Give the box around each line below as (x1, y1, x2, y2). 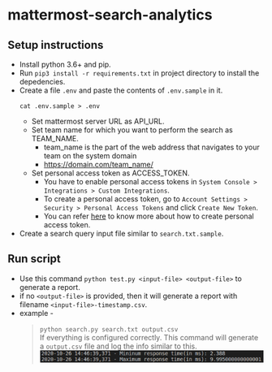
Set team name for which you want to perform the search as (31, 125, 233, 135)
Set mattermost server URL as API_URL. (31, 116, 165, 126)
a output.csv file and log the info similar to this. (39, 341, 198, 351)
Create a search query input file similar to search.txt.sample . (19, 229, 224, 238)
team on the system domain (43, 151, 137, 160)
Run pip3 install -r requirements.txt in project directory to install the (19, 68, 260, 78)
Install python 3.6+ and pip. (19, 59, 111, 69)
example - (19, 308, 54, 318)
